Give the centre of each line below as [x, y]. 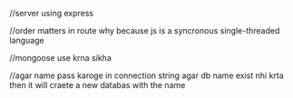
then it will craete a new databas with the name [98, 85]
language [27, 40]
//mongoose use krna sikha [60, 58]
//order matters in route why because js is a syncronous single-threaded [145, 30]
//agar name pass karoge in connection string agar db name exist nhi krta [146, 75]
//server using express [51, 13]
